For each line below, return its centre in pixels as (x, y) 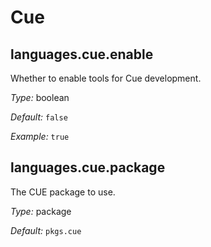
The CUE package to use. (63, 192)
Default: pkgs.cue (46, 230)
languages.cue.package (88, 167)
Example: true (40, 136)
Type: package (41, 211)
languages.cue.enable (82, 54)
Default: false (39, 117)
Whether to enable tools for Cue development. (106, 78)
